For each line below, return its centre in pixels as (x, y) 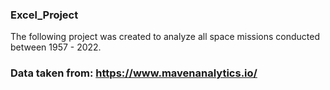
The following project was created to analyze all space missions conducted (165, 37)
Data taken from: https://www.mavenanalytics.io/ (134, 73)
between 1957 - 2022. (56, 47)
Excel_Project (44, 15)
